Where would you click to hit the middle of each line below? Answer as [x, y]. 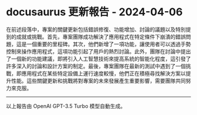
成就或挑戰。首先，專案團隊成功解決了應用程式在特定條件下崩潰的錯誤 [101, 36]
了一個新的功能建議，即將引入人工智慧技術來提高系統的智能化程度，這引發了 [98, 59]
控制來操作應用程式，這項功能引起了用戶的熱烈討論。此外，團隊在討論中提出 [98, 51]
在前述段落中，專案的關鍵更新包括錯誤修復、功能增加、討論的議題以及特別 [96, 29]
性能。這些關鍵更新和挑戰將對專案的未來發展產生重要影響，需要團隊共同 [98, 80]
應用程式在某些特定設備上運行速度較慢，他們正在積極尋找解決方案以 [103, 73]
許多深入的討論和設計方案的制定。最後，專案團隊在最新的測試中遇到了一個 [96, 66]
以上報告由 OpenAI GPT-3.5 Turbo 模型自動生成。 [66, 106]
